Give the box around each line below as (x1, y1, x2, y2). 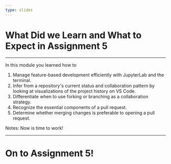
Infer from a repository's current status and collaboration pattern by (12, 83, 155, 89)
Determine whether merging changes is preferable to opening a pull (12, 110, 155, 116)
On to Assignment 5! (5, 147, 94, 159)
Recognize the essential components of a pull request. (12, 104, 127, 110)
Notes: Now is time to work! (5, 125, 64, 131)
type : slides (5, 7, 33, 13)
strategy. (12, 99, 32, 105)
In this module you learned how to (5, 62, 77, 68)
